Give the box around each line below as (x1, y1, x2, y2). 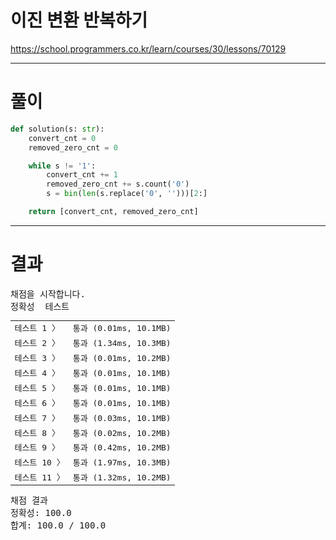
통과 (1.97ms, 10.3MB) (72, 457, 172, 468)
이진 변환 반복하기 (10, 9, 148, 32)
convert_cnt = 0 (28, 133, 97, 143)
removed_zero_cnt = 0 (28, 142, 118, 153)
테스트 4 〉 (14, 368, 60, 379)
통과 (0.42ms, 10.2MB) (72, 442, 172, 453)
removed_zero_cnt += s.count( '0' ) (46, 179, 190, 190)
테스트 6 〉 (14, 397, 60, 408)
